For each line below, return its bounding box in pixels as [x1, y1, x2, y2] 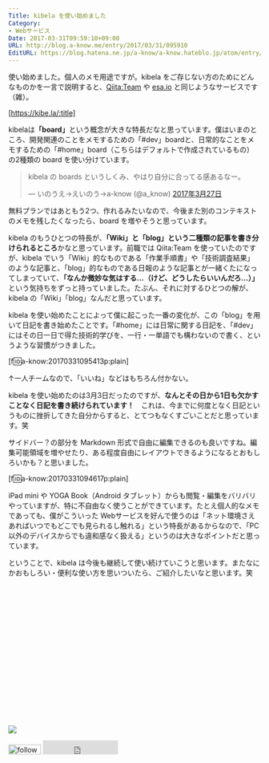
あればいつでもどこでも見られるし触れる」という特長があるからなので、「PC [8, 521, 259, 530]
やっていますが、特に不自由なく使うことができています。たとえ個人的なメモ [8, 501, 260, 510]
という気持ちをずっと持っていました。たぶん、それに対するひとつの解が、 [8, 283, 254, 293]
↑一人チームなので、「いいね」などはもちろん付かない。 [8, 374, 193, 383]
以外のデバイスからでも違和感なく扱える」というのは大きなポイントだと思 [8, 531, 254, 540]
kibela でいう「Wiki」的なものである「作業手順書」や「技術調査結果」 [22, 254, 255, 262]
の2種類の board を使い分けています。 [8, 155, 134, 164]
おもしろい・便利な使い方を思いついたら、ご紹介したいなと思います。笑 [14, 568, 254, 578]
